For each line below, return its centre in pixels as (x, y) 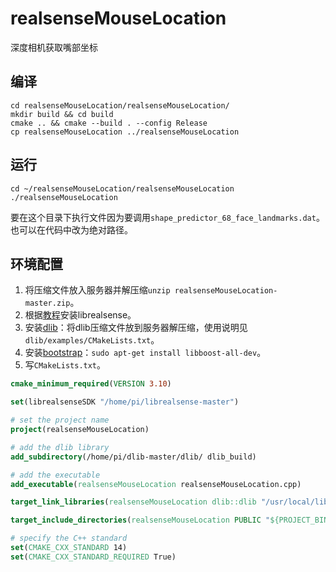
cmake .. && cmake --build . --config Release (109, 123)
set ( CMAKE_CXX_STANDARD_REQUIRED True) (93, 557)
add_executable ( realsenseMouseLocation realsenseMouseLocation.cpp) (156, 484)
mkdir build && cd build (62, 114)
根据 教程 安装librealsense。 (80, 315)
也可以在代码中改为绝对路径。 (71, 229)
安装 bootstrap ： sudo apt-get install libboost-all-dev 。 (145, 353)
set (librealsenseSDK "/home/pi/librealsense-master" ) (125, 402)
